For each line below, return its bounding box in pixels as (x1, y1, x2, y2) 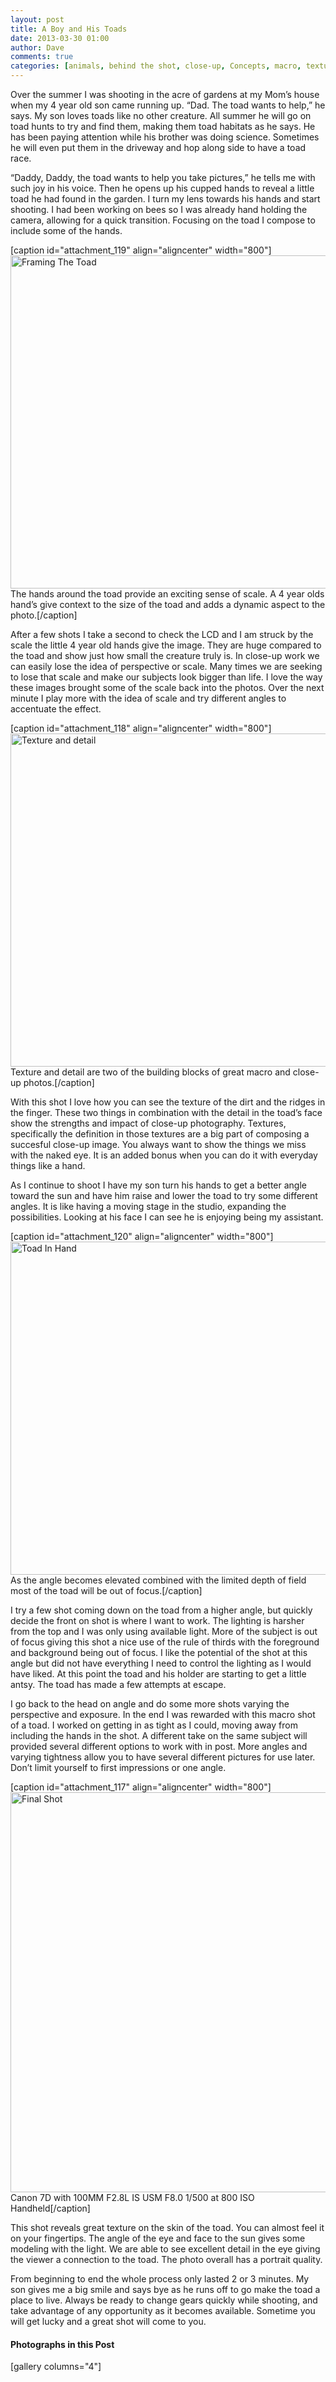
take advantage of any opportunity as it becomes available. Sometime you (10, 2305, 316, 2316)
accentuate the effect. (10, 703, 102, 715)
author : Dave (10, 42, 65, 53)
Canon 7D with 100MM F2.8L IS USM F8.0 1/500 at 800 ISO (10, 2192, 255, 2203)
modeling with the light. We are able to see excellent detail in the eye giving (10, 2243, 321, 2255)
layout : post (10, 14, 65, 25)
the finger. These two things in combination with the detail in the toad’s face (10, 1107, 323, 1118)
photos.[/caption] (23, 1077, 95, 1088)
